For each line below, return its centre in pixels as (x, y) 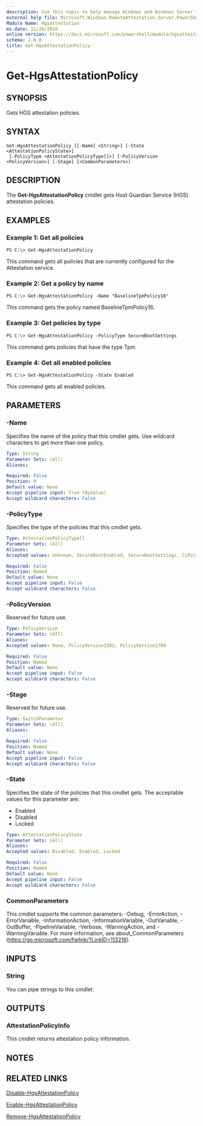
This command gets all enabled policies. (56, 386)
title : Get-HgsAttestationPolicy (48, 46)
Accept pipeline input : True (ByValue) (56, 493)
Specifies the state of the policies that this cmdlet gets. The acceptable (95, 792)
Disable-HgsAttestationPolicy (43, 1093)
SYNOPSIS (27, 98)
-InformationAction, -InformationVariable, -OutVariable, (111, 920)
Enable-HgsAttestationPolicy (42, 1105)
